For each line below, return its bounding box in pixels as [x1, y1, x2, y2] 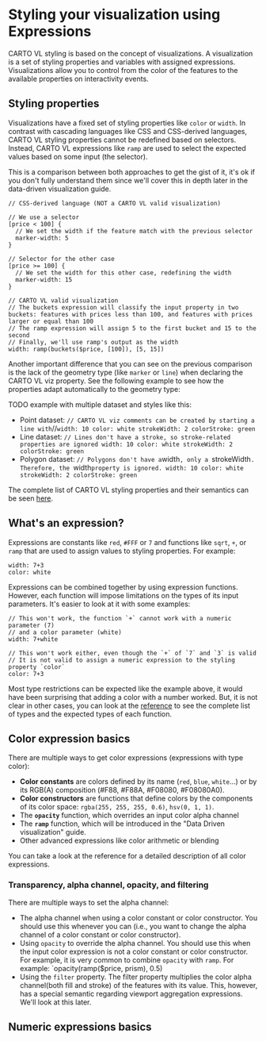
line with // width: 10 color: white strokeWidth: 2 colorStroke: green [19, 423, 256, 433]
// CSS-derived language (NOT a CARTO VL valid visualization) [8, 199, 222, 207]
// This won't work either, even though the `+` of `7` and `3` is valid [8, 649, 257, 657]
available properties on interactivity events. [8, 74, 149, 83]
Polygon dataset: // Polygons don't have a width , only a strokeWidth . [19, 454, 255, 463]
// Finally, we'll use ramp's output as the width [8, 338, 179, 346]
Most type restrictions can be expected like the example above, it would [8, 684, 243, 693]
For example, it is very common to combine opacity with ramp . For [19, 955, 234, 965]
